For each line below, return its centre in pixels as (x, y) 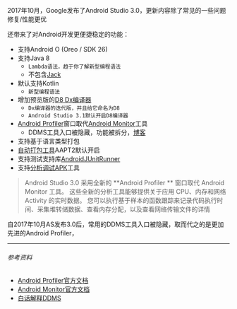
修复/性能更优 (27, 19)
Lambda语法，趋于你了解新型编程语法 (74, 66)
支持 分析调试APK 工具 (48, 168)
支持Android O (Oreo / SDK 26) (62, 49)
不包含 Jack (44, 74)
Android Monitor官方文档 (54, 289)
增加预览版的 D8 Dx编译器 (54, 100)
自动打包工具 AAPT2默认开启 (59, 150)
